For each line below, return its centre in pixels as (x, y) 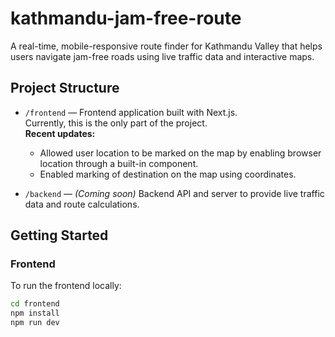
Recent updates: (60, 133)
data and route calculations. (82, 204)
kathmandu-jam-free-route (126, 18)
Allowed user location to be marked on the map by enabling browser (180, 153)
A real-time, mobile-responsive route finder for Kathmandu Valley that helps (166, 46)
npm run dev (35, 323)
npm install (35, 313)
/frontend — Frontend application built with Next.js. (131, 112)
